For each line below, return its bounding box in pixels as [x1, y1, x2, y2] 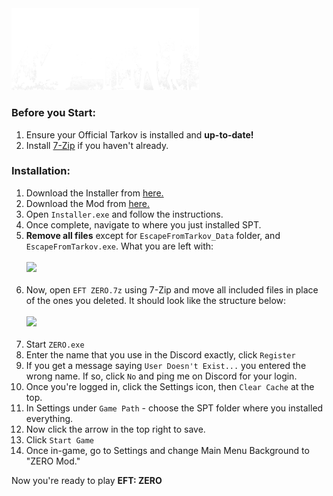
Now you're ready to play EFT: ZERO [11, 474, 163, 486]
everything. [25, 412, 74, 424]
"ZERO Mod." [25, 455, 81, 467]
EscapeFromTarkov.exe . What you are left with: [25, 240, 214, 252]
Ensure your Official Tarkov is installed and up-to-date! [25, 128, 254, 141]
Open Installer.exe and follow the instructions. [25, 208, 224, 220]
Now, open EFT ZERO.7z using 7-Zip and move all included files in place [25, 283, 319, 296]
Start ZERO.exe [25, 338, 85, 350]
